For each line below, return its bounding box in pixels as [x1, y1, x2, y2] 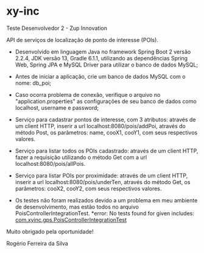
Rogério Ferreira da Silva [6, 240, 68, 247]
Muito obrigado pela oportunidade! [6, 227, 94, 235]
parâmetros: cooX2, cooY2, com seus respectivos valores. [15, 185, 162, 192]
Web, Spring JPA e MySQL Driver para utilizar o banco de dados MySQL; [15, 61, 199, 68]
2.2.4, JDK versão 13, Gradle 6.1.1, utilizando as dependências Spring [15, 54, 188, 62]
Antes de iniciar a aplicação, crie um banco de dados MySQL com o [15, 73, 186, 80]
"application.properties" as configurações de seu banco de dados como [15, 98, 197, 105]
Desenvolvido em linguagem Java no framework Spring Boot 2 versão [15, 48, 191, 55]
